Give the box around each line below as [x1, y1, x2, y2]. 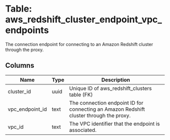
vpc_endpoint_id [8, 106, 47, 113]
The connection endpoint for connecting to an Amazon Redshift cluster [5, 41, 153, 47]
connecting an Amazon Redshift [69, 106, 145, 113]
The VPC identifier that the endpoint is [69, 120, 160, 127]
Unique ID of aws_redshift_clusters [69, 84, 152, 91]
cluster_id [8, 88, 31, 95]
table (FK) [69, 91, 93, 98]
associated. [69, 126, 97, 133]
